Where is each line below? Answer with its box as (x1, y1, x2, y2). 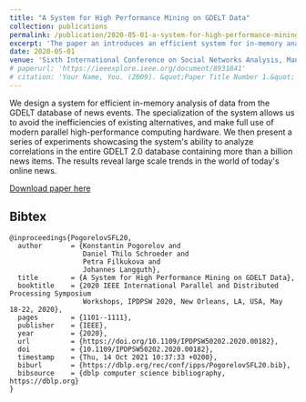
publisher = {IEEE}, (17, 320, 107, 330)
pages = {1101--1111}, (17, 313, 132, 322)
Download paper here (9, 183, 91, 194)
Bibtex (9, 209, 47, 225)
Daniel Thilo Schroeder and (82, 249, 189, 258)
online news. (9, 165, 57, 176)
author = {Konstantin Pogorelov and (17, 241, 181, 250)
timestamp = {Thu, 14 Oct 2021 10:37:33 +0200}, (17, 352, 219, 362)
